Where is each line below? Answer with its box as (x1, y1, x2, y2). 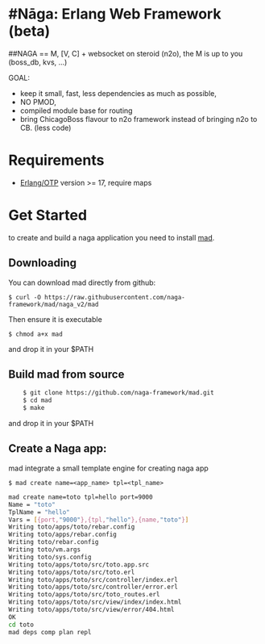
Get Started (8, 207, 87, 224)
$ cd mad (23, 396, 52, 404)
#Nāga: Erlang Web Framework (8, 5, 222, 23)
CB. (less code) (19, 123, 72, 132)
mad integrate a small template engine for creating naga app (8, 463, 209, 473)
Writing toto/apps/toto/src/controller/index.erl (8, 575, 179, 583)
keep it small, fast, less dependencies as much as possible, (19, 88, 217, 98)
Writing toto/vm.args (8, 546, 81, 554)
